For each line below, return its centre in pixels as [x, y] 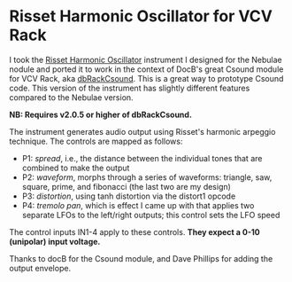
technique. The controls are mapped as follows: [96, 141]
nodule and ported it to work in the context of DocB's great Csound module [146, 69]
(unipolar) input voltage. [55, 241]
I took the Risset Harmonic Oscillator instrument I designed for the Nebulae [146, 59]
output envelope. [40, 268]
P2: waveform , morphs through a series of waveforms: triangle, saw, [147, 177]
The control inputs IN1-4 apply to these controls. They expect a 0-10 [134, 231]
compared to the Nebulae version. [72, 97]
